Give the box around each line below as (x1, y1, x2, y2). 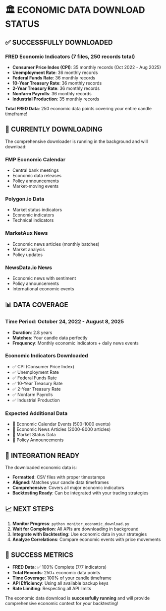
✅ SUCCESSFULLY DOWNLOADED (5, 38, 113, 47)
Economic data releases (12, 172, 62, 178)
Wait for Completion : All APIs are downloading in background (12, 526, 139, 532)
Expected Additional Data (5, 409, 68, 416)
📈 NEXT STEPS (5, 505, 54, 513)
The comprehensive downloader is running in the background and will (5, 138, 148, 144)
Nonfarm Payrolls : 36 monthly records (12, 90, 92, 96)
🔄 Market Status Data (12, 432, 56, 438)
